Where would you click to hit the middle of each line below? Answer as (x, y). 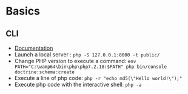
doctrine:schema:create (45, 72)
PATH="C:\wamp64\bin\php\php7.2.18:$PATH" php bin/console (91, 67)
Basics (23, 11)
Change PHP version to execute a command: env (75, 61)
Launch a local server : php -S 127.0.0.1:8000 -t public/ (87, 55)
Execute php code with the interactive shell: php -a (78, 84)
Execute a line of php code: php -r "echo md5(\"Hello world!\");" (98, 78)
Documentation (34, 48)
